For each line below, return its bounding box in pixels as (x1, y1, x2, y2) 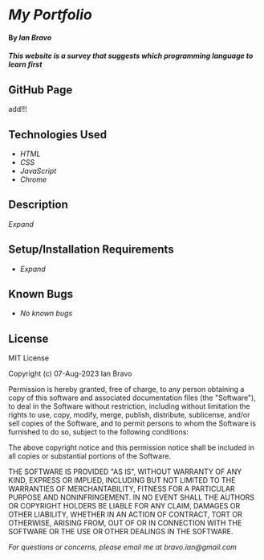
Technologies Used (8, 127, 107, 142)
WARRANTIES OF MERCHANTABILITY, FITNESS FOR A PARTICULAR (8, 484, 235, 494)
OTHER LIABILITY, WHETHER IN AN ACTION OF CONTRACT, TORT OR (8, 509, 242, 520)
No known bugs (19, 308, 73, 319)
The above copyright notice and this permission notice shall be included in (8, 443, 254, 452)
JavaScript (19, 167, 57, 175)
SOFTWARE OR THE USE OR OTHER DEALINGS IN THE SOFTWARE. (8, 527, 234, 537)
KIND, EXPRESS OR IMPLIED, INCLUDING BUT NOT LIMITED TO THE (8, 476, 236, 485)
